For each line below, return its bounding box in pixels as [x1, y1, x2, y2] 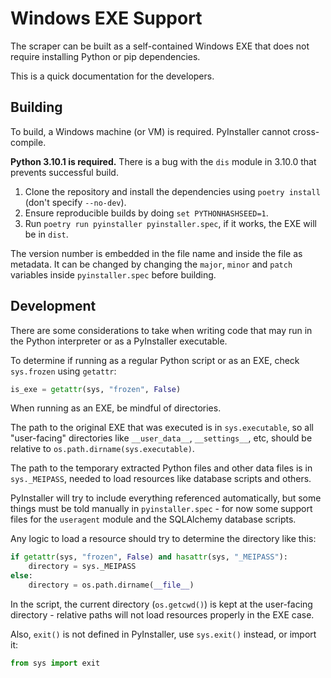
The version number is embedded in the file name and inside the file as [10, 247, 303, 259]
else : [10, 571, 33, 581]
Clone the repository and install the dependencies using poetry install [24, 185, 321, 197]
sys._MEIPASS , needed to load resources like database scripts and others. [10, 473, 312, 485]
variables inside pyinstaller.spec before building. [10, 268, 217, 281]
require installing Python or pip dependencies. [10, 50, 201, 62]
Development [10, 298, 97, 315]
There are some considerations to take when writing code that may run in [10, 324, 313, 336]
